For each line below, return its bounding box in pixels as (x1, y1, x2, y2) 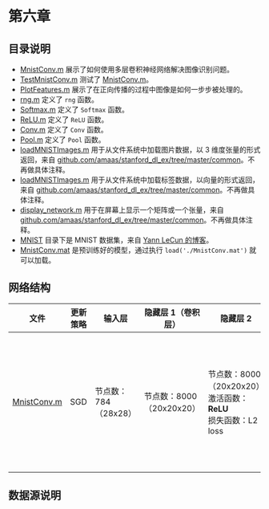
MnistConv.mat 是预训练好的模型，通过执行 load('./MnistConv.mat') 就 (19, 246, 257, 254)
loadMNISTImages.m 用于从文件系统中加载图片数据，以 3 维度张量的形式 (19, 145, 261, 154)
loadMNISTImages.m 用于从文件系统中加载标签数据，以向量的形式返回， (19, 175, 260, 185)
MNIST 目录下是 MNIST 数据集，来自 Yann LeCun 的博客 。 (19, 235, 214, 245)
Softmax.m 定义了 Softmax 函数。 (19, 105, 130, 114)
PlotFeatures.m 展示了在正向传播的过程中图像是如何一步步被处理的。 (19, 85, 247, 94)
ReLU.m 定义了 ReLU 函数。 (19, 115, 109, 124)
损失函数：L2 (207, 414, 259, 426)
